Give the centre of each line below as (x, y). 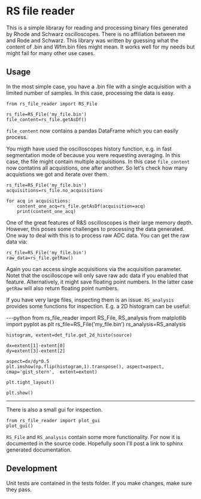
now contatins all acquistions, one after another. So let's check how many (97, 168)
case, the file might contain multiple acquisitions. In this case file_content (98, 161)
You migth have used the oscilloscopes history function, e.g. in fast (89, 149)
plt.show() (20, 393)
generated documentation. (39, 450)
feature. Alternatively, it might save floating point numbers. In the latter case (100, 282)
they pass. (19, 489)
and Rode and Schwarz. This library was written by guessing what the (92, 40)
